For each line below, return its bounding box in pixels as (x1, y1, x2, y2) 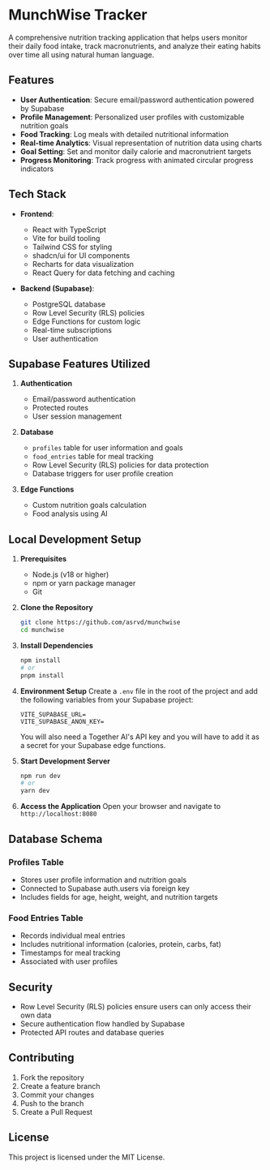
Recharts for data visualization (32, 259, 135, 269)
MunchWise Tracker (8, 6, 148, 24)
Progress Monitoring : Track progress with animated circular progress (19, 155, 254, 165)
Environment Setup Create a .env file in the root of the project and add (19, 686, 258, 695)
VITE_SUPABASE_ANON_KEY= (19, 717, 105, 725)
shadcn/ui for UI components (32, 250, 131, 260)
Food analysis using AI (32, 509, 108, 518)
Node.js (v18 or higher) (32, 570, 109, 579)
